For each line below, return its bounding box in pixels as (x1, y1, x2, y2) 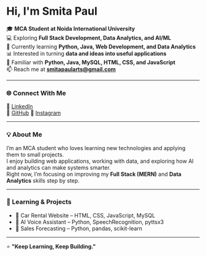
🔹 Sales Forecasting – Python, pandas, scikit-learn (15, 225, 143, 232)
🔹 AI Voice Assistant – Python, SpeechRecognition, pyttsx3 (15, 218, 164, 225)
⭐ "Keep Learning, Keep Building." (6, 243, 96, 250)
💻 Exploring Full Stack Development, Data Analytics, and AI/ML (6, 34, 172, 41)
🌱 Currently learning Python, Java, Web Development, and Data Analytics (6, 43, 196, 50)
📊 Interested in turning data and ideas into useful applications (6, 50, 167, 57)
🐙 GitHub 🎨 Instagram (6, 109, 61, 117)
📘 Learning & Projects (6, 198, 72, 206)
